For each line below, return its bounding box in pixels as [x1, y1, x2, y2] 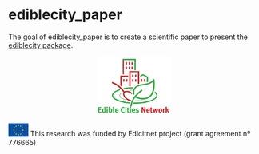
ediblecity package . [8, 40, 74, 49]
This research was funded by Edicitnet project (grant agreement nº [30, 129, 251, 139]
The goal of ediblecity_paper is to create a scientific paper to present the [8, 32, 249, 41]
